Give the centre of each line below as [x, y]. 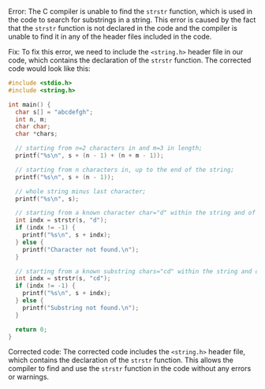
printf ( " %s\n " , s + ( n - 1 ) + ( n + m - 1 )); [90, 155]
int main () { [30, 105]
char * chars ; [37, 134]
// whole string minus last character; [81, 191]
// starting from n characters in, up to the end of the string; [125, 170]
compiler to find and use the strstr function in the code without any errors [130, 368]
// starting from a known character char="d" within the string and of [136, 213]
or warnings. [29, 377]
